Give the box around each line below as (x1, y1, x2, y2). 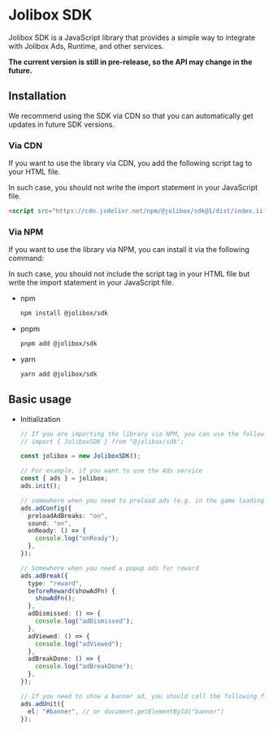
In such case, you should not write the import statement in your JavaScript (8, 183, 258, 193)
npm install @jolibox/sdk (19, 309, 108, 318)
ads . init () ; (19, 482, 61, 490)
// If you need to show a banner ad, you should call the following (19, 692, 258, 700)
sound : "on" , (28, 519, 72, 528)
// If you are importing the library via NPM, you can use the (19, 429, 240, 438)
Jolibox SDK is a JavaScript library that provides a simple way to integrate (8, 33, 256, 42)
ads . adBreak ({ (19, 572, 68, 580)
